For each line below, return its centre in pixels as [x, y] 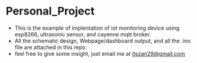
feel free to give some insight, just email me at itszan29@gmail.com [100, 53]
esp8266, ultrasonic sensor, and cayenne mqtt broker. [83, 34]
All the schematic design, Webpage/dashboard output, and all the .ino [102, 41]
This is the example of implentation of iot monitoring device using [97, 28]
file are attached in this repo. [51, 47]
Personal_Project [50, 11]
